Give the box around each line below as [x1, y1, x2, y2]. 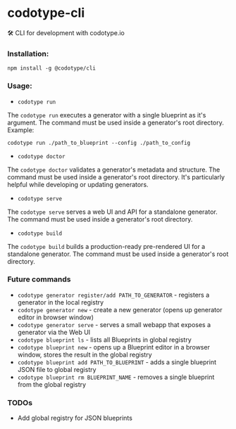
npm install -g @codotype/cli [7, 65, 97, 72]
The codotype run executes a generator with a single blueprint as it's [7, 110, 206, 119]
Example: [7, 125, 35, 134]
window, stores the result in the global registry [17, 350, 153, 359]
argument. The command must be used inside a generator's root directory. [7, 118, 224, 127]
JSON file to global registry [17, 365, 97, 373]
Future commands [7, 274, 71, 284]
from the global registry [17, 380, 87, 388]
